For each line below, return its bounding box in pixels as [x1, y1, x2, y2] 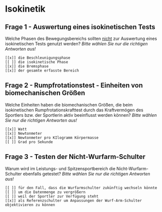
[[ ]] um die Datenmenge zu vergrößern [5, 190, 86, 194]
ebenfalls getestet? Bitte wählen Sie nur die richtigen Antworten [22, 171, 150, 177]
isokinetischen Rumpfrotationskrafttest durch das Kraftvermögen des [5, 107, 144, 113]
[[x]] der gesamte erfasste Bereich [5, 68, 79, 73]
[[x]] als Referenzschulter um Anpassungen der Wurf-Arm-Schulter [5, 198, 142, 203]
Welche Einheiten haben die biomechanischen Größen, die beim [5, 102, 133, 107]
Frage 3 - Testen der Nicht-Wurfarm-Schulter [5, 153, 146, 161]
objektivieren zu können [5, 202, 55, 207]
